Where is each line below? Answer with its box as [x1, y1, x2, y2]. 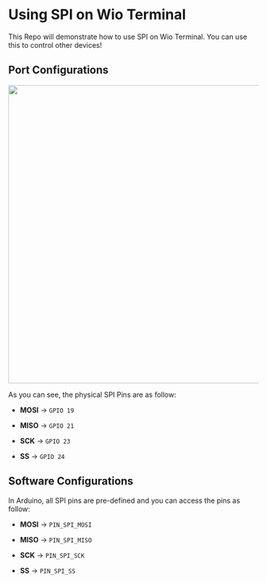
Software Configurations [8, 475, 133, 488]
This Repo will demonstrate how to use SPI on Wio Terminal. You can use [8, 32, 248, 41]
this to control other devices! [8, 40, 103, 49]
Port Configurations [8, 64, 109, 77]
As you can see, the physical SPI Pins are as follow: [8, 390, 176, 399]
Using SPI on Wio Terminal [8, 6, 187, 24]
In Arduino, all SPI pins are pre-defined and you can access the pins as [8, 496, 241, 505]
